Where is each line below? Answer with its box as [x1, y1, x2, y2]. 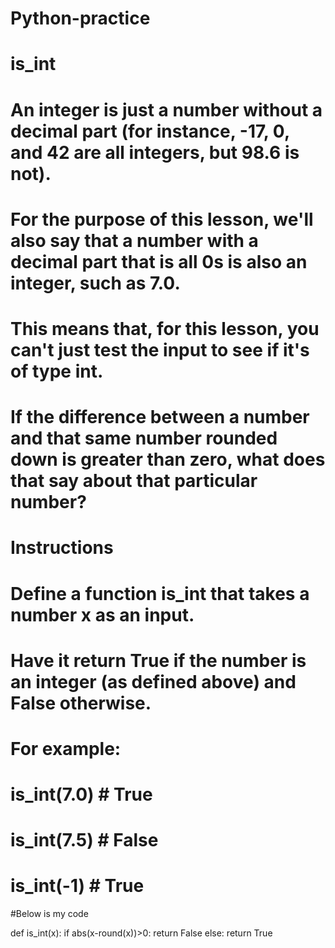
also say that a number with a [10, 229, 259, 252]
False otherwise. [10, 692, 152, 714]
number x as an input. [10, 603, 195, 626]
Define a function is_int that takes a [10, 582, 310, 605]
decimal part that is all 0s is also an [10, 250, 308, 273]
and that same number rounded [10, 427, 278, 450]
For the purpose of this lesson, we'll [10, 208, 314, 231]
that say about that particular [10, 470, 258, 492]
